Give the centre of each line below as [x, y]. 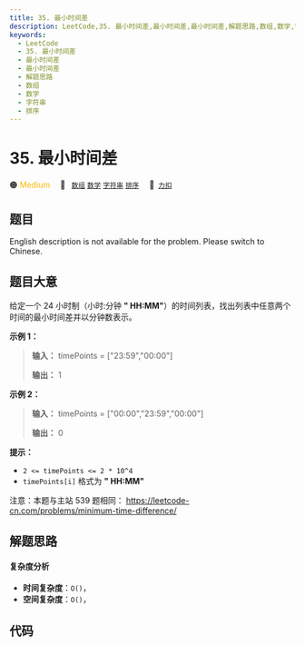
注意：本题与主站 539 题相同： [67, 500]
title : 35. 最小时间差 [49, 18]
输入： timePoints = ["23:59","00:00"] [102, 355]
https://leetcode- [157, 500]
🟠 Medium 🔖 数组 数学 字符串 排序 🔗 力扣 [91, 185]
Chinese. [26, 251]
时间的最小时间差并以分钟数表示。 [73, 317]
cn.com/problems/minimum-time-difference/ [93, 511]
